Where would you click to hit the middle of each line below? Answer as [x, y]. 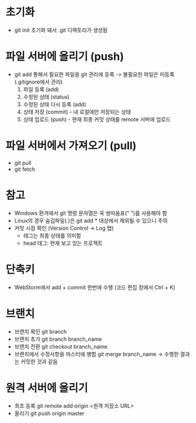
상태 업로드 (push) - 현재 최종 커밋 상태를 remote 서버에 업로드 [97, 119]
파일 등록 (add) [41, 89]
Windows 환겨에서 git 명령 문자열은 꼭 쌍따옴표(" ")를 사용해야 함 [91, 213]
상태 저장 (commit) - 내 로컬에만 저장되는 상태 [77, 112]
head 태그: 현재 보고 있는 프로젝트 [63, 243]
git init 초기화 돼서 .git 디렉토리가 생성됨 [61, 30]
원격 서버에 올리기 [47, 388]
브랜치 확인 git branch [40, 331]
